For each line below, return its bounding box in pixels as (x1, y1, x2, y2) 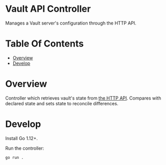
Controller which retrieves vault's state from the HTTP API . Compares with (5, 95, 161, 101)
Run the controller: (5, 145, 44, 151)
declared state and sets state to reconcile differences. (5, 100, 119, 106)
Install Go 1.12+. (5, 135, 38, 141)
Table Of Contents (5, 38, 84, 50)
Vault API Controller (5, 3, 91, 15)
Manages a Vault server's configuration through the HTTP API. (5, 20, 136, 26)
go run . (5, 155, 24, 160)
